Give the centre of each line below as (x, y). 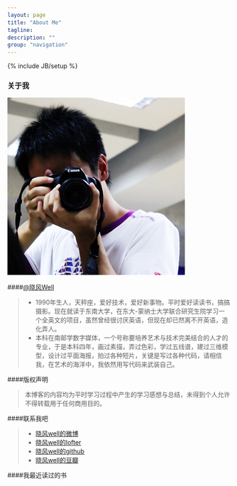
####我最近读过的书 (37, 475)
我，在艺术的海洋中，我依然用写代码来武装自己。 (107, 365)
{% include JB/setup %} (43, 66)
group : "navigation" (38, 45)
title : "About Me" (34, 22)
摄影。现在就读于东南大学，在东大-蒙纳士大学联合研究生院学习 (127, 311)
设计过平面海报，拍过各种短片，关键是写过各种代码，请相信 (135, 355)
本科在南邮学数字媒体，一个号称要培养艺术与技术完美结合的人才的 (132, 338)
